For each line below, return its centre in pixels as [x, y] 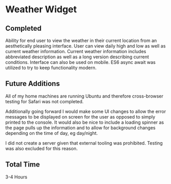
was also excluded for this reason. [42, 148]
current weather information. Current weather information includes [76, 51]
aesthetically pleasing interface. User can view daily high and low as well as [85, 46]
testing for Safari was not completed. [44, 101]
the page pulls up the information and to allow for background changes [80, 128]
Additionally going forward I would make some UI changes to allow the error [86, 111]
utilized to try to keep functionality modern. [51, 68]
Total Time [23, 165]
